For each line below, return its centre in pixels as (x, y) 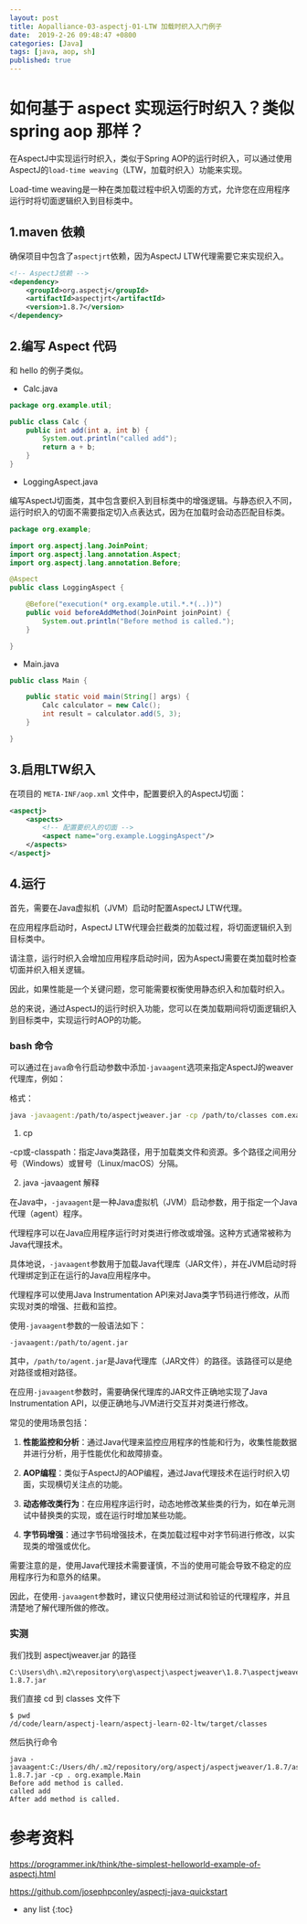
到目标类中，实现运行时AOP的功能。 (78, 1019)
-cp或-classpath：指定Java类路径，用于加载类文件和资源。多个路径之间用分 (153, 1152)
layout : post (34, 18)
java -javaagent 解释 (61, 1182)
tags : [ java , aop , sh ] (53, 52)
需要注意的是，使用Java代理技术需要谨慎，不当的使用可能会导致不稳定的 (147, 1565)
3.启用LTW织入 (53, 770)
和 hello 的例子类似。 (49, 370)
